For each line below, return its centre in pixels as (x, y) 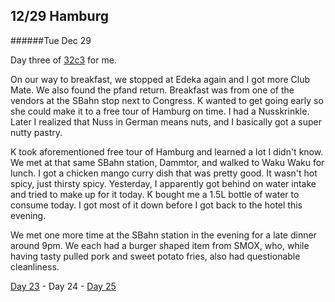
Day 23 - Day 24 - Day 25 (63, 286)
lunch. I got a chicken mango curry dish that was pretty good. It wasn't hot (164, 173)
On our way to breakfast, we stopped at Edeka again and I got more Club (160, 79)
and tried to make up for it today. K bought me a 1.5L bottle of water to (155, 194)
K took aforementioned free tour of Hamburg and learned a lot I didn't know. (167, 151)
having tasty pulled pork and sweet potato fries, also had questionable (155, 256)
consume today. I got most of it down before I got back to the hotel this (156, 205)
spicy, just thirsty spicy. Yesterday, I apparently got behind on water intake (163, 183)
